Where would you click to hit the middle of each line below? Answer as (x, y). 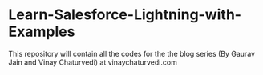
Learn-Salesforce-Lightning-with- (125, 15)
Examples (42, 32)
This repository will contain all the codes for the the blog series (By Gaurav (131, 53)
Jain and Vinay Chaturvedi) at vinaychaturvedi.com (93, 62)
